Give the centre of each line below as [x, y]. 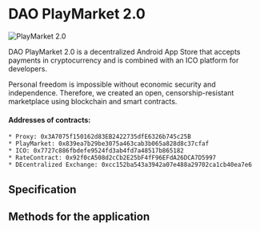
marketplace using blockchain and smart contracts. [93, 101]
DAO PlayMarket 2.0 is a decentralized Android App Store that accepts [124, 51]
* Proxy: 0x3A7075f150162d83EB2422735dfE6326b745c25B [100, 137]
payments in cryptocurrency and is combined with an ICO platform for [124, 60]
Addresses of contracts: [50, 120]
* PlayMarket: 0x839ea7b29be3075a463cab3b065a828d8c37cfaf [109, 144]
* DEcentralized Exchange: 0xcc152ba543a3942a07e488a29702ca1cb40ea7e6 [130, 165]
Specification [42, 189]
